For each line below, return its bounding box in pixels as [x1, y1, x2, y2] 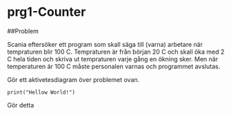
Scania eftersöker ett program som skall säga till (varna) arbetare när [7, 40, 203, 48]
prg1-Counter [7, 4, 86, 20]
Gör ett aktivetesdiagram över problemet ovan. [7, 75, 140, 83]
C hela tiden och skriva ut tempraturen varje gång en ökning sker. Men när [7, 54, 219, 63]
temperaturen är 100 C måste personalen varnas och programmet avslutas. [7, 62, 221, 70]
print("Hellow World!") [7, 89, 76, 96]
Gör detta [7, 101, 34, 109]
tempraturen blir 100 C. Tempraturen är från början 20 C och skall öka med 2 [7, 48, 225, 56]
